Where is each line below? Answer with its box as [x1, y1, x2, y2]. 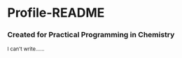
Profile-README [7, 5, 105, 21]
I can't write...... [7, 45, 45, 53]
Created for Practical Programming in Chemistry [7, 30, 175, 40]
